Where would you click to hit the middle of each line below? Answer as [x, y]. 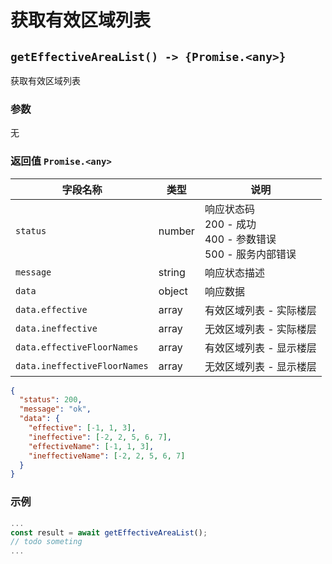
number [176, 231]
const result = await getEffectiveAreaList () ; [109, 532]
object [173, 291]
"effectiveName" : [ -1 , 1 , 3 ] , [91, 446]
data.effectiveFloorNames [77, 347]
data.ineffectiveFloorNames [82, 365]
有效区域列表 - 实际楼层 [260, 310]
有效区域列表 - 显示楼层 [260, 348]
